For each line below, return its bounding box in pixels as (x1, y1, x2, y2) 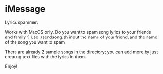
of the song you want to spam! (5, 39, 66, 45)
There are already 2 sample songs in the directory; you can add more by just (5, 49, 158, 55)
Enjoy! (5, 63, 18, 69)
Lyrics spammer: (5, 19, 38, 25)
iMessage (5, 3, 46, 15)
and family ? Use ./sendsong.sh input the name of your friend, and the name (5, 34, 158, 40)
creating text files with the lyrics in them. (5, 54, 86, 59)
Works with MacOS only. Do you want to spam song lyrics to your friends (5, 29, 151, 35)
